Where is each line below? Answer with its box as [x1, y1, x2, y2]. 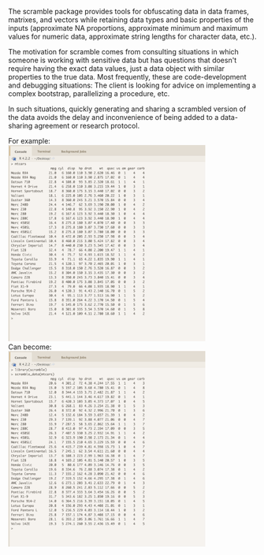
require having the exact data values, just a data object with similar [8, 64, 225, 73]
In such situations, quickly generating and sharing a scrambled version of [8, 104, 247, 114]
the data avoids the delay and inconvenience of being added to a [8, 113, 219, 121]
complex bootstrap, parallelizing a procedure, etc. [8, 89, 170, 98]
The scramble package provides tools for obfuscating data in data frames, [8, 7, 250, 16]
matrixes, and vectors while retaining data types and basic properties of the [8, 15, 255, 24]
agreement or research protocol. [34, 121, 140, 130]
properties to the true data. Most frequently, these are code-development [8, 73, 247, 81]
